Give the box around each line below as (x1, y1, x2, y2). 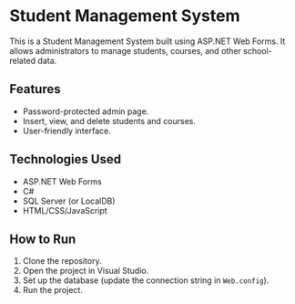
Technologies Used (9, 152, 121, 167)
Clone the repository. (22, 256, 102, 267)
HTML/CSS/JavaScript (22, 204, 107, 215)
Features (9, 81, 61, 97)
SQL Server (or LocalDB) (22, 195, 116, 206)
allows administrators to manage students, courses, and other (9, 45, 241, 56)
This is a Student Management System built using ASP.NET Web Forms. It (9, 36, 286, 47)
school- (242, 45, 273, 56)
